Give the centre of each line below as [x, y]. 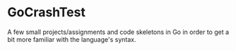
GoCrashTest [47, 12]
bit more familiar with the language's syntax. [72, 39]
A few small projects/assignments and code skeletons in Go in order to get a [118, 32]
